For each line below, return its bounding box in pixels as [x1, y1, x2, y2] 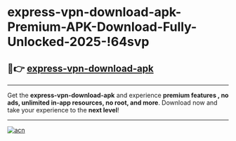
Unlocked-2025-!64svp [7, 34, 150, 50]
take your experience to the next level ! [7, 106, 119, 114]
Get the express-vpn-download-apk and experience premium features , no [7, 91, 229, 99]
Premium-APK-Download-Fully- [7, 19, 197, 35]
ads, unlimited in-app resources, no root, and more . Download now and [7, 98, 218, 107]
